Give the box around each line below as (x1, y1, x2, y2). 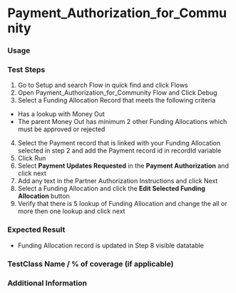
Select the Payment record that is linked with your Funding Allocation (17, 139, 221, 148)
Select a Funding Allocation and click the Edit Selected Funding (17, 184, 205, 193)
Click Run (17, 154, 46, 163)
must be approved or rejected (17, 125, 106, 133)
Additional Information (7, 278, 88, 288)
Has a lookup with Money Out (17, 110, 106, 118)
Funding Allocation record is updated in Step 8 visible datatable (17, 241, 205, 250)
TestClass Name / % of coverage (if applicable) (7, 259, 174, 269)
